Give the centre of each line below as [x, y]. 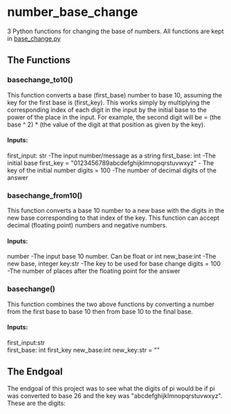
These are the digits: [36, 403]
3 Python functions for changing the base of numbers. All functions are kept [115, 31]
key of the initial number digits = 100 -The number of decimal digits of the [112, 170]
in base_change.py [34, 38]
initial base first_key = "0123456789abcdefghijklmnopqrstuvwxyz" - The [111, 162]
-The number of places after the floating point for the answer [94, 271]
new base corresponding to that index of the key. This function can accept [113, 218]
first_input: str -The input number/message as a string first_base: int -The [112, 156]
